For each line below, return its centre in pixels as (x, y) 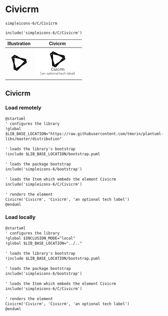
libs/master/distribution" (34, 139)
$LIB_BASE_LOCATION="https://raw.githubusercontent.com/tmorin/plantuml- (85, 134)
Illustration (19, 43)
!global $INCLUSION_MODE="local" (40, 238)
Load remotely (23, 108)
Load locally (20, 217)
